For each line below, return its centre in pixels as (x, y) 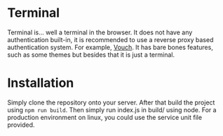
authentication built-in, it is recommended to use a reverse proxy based (110, 39)
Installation (41, 83)
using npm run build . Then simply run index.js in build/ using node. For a (112, 109)
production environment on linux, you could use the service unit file (104, 117)
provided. (21, 125)
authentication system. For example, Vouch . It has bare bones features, (110, 47)
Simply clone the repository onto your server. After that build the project (111, 102)
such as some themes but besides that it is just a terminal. (91, 55)
